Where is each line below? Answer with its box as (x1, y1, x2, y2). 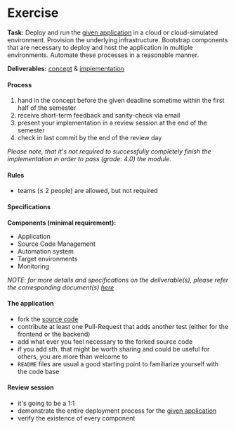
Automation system (17, 247, 74, 255)
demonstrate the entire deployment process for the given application (17, 406, 217, 415)
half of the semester (17, 104, 77, 112)
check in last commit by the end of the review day (17, 134, 162, 142)
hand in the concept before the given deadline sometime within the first (17, 97, 225, 105)
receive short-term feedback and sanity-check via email (17, 111, 181, 120)
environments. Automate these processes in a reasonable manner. (7, 51, 199, 59)
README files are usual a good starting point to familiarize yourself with (17, 359, 219, 368)
